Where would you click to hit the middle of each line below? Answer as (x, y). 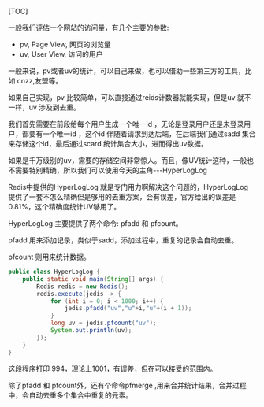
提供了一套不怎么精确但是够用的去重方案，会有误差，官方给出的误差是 (122, 197)
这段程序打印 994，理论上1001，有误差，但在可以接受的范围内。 (113, 368)
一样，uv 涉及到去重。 (45, 107)
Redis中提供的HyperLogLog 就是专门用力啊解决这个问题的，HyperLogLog (128, 187)
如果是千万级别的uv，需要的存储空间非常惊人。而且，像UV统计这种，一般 (128, 160)
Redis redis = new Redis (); (82, 287)
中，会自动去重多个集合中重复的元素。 (70, 395)
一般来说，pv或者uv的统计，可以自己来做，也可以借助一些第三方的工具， (127, 71)
